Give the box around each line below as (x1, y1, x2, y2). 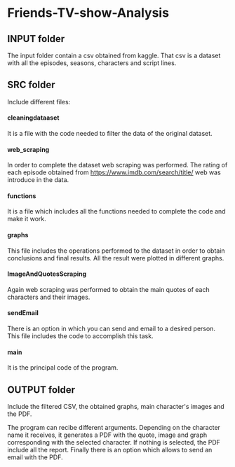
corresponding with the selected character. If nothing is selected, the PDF (7, 438, 221, 447)
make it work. (7, 215, 47, 223)
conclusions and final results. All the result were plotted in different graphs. (7, 253, 224, 262)
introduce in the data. (7, 176, 69, 184)
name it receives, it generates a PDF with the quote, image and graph (7, 431, 208, 439)
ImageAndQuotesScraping (7, 270, 87, 278)
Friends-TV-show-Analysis (7, 5, 170, 21)
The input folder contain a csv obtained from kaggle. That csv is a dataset (7, 51, 221, 60)
